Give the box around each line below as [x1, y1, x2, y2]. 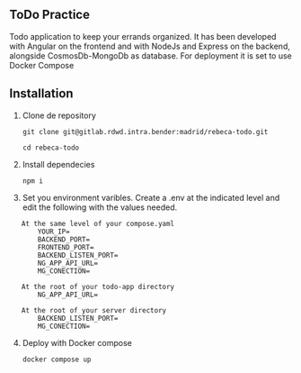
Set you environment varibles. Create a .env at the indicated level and [22, 192, 280, 203]
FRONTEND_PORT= [37, 242, 94, 251]
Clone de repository [22, 110, 96, 121]
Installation [9, 86, 74, 102]
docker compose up [22, 355, 92, 364]
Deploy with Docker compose [22, 337, 133, 348]
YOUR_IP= [37, 227, 70, 236]
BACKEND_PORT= [37, 234, 91, 244]
